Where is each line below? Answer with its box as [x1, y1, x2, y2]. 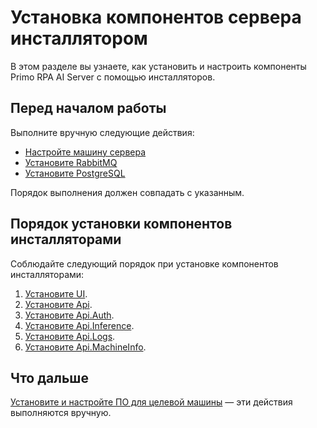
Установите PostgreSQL [24, 167, 126, 179]
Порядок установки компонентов [10, 216, 233, 233]
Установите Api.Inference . [24, 319, 135, 331]
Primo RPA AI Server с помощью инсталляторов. [10, 71, 216, 83]
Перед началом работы [10, 100, 167, 117]
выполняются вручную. [10, 407, 112, 419]
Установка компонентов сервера [10, 6, 302, 29]
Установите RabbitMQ [24, 156, 118, 168]
